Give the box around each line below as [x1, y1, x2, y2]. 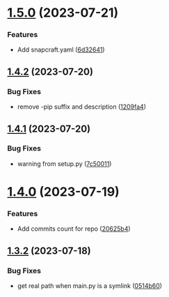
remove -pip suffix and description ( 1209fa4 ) [17, 102, 146, 111]
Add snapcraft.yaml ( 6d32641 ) [17, 45, 106, 54]
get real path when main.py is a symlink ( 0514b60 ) [17, 282, 162, 290]
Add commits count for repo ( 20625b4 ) [17, 224, 131, 233]
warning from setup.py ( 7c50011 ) [17, 159, 112, 168]
